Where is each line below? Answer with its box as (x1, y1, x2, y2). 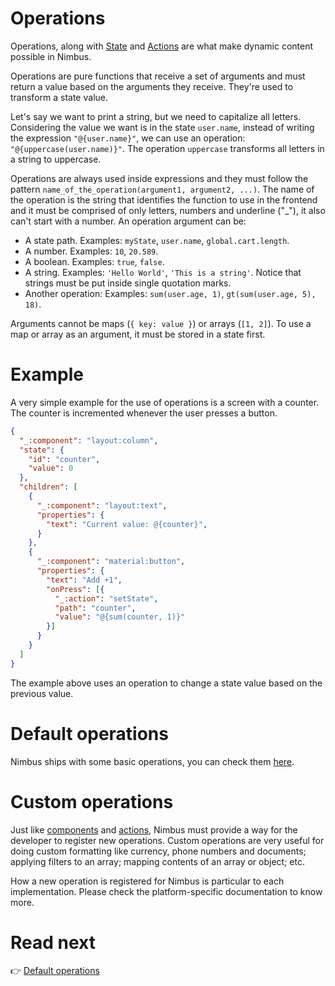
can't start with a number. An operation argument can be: (10, 215, 247, 227)
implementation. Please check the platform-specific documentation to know (10, 885, 323, 897)
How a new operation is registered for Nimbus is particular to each (10, 875, 285, 887)
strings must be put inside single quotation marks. (24, 277, 232, 289)
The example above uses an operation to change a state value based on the (10, 677, 323, 689)
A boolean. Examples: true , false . (24, 255, 165, 267)
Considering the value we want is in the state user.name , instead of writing (10, 121, 315, 133)
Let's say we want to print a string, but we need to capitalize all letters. (10, 110, 302, 122)
